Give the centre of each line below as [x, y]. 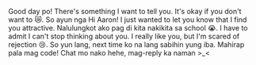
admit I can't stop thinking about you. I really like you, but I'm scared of [124, 36]
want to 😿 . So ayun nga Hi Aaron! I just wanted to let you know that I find [128, 20]
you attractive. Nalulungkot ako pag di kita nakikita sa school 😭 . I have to [128, 28]
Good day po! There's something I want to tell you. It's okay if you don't [125, 11]
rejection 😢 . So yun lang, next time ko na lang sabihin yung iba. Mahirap [126, 45]
